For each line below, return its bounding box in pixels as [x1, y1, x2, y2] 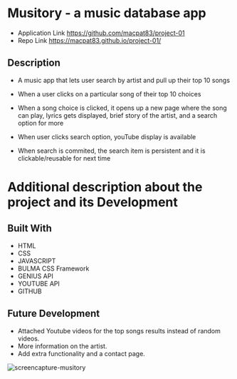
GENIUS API [17, 271, 53, 280]
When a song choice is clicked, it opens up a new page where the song [17, 103, 228, 112]
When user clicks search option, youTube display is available [17, 132, 196, 141]
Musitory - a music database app [7, 5, 206, 21]
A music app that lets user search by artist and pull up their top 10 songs [17, 76, 230, 84]
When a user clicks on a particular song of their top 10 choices [17, 89, 201, 98]
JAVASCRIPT [17, 256, 56, 265]
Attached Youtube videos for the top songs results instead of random [17, 326, 221, 335]
